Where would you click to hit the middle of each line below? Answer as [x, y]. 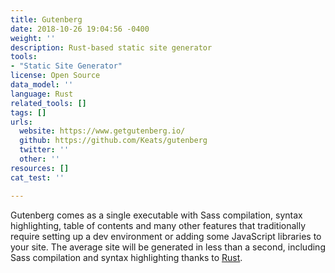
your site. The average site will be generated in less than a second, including [168, 247]
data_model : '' [42, 85]
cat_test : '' [37, 177]
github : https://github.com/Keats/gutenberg [113, 141]
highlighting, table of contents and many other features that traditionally [158, 225]
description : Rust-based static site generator [111, 47]
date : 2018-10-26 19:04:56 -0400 [80, 29]
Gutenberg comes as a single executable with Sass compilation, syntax [156, 215]
